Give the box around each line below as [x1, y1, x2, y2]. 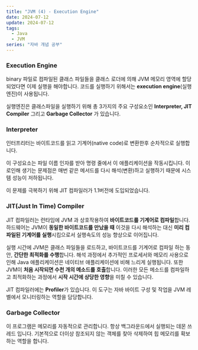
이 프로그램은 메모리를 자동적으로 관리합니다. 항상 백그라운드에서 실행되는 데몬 [6, 323, 186, 330]
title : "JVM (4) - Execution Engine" [6, 8, 99, 15]
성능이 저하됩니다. [12, 174, 54, 181]
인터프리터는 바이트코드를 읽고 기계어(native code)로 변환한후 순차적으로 [6, 140, 174, 147]
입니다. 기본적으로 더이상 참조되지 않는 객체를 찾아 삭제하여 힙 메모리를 [17, 330, 180, 338]
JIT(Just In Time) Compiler [6, 202, 85, 210]
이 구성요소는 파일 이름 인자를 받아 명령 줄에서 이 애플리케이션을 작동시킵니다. [6, 159, 184, 166]
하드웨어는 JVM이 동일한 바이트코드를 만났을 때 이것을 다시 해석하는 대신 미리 [6, 223, 184, 231]
